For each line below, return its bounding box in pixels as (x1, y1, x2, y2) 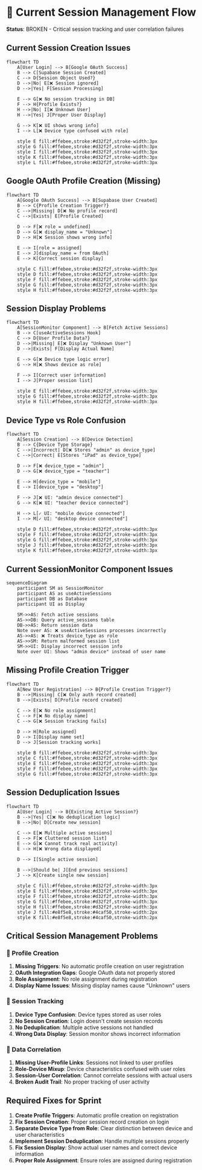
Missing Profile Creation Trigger (6, 665, 130, 676)
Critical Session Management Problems (6, 931, 159, 942)
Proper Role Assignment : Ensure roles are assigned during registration (14, 1157, 192, 1164)
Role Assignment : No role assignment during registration (14, 975, 158, 983)
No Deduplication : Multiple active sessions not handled (14, 1024, 154, 1031)
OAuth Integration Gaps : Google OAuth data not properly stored (14, 969, 175, 977)
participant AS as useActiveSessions (17, 590, 112, 596)
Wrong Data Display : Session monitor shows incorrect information (14, 1030, 181, 1037)
